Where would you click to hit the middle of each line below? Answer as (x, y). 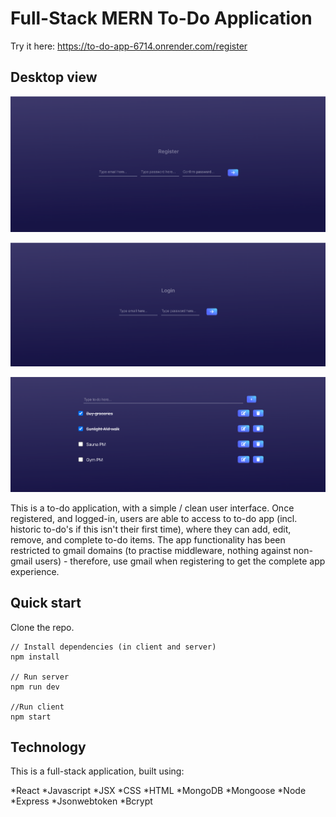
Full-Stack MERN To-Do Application (161, 18)
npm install (35, 657)
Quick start (46, 603)
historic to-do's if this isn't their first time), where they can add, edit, (151, 529)
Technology (48, 747)
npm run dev (35, 687)
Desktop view (54, 77)
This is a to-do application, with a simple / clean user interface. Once (152, 508)
